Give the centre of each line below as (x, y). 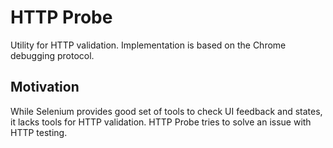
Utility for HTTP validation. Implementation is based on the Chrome (148, 45)
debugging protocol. (52, 55)
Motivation (45, 87)
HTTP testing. (39, 132)
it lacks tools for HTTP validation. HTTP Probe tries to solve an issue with (161, 122)
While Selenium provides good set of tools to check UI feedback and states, (166, 111)
